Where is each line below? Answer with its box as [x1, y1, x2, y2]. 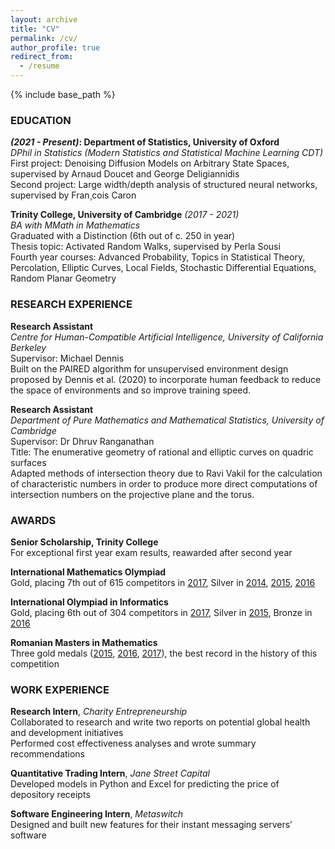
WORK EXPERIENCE [10, 682, 110, 696]
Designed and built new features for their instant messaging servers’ [10, 819, 293, 831]
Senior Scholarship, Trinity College [10, 536, 159, 548]
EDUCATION [10, 113, 72, 127]
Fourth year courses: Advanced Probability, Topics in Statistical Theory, [10, 251, 306, 263]
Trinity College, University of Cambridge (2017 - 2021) [10, 209, 240, 221]
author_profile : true [10, 42, 101, 53]
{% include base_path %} [10, 89, 116, 100]
